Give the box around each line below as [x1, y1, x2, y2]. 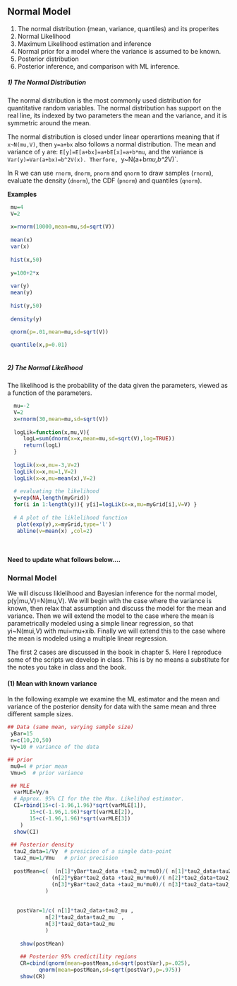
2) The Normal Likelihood [7, 363, 83, 372]
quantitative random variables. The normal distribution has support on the [7, 103, 221, 112]
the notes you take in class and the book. [7, 663, 127, 672]
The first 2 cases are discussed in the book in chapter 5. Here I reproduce [7, 648, 222, 657]
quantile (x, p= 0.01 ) [10, 341, 68, 349]
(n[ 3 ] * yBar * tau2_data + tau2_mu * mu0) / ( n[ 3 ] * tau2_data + [51, 881, 217, 888]
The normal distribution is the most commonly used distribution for [7, 96, 202, 105]
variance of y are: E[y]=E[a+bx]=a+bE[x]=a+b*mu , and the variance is [7, 147, 204, 156]
